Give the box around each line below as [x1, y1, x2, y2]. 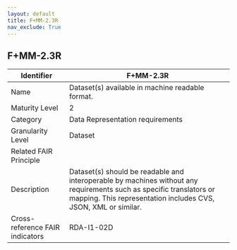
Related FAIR [11, 147, 53, 157]
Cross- [11, 214, 35, 224]
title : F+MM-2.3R [7, 17, 59, 24]
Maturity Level [11, 103, 59, 113]
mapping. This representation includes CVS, [69, 193, 215, 203]
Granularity [11, 126, 48, 136]
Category [11, 115, 42, 125]
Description [11, 185, 49, 195]
